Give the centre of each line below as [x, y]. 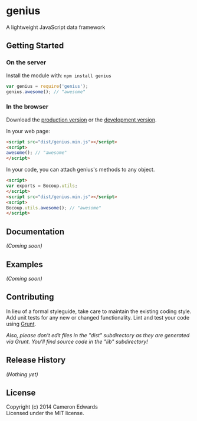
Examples [24, 264]
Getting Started [35, 46]
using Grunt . [21, 324]
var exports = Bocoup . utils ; [42, 186]
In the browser [27, 107]
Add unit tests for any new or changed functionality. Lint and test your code [98, 317]
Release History [36, 360]
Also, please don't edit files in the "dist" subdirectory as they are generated [98, 335]
